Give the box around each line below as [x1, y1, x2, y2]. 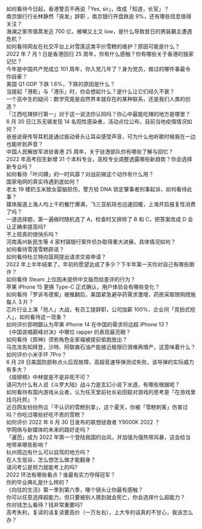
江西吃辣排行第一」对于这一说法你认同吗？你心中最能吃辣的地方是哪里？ [11, 111, 191, 117]
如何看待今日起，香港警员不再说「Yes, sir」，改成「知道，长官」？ [6, 5, 170, 12]
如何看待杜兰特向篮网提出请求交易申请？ [6, 253, 106, 260]
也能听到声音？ [6, 141, 43, 147]
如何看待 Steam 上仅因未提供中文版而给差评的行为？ [6, 276, 136, 283]
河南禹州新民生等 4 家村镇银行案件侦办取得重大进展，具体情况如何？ [6, 238, 176, 245]
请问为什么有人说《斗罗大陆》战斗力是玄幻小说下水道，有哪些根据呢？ [6, 381, 180, 388]
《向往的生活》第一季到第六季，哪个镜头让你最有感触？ [6, 486, 143, 493]
